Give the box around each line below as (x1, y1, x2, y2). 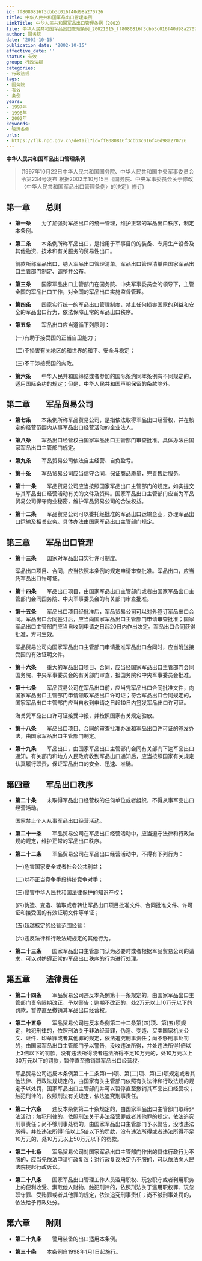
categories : (6, 64, 36, 71)
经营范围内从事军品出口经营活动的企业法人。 (25, 424, 136, 431)
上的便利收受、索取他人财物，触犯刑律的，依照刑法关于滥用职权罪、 (14, 1183, 184, 1190)
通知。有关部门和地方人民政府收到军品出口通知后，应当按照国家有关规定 (14, 753, 194, 760)
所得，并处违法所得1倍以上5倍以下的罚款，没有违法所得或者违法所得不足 (14, 1128, 194, 1135)
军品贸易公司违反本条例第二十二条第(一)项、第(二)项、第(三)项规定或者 (14, 1069, 191, 1077)
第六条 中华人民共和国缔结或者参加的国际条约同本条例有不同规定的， (14, 372, 194, 380)
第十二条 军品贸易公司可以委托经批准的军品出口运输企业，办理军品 (14, 511, 189, 518)
